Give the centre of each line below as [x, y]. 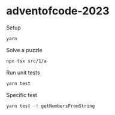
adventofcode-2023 [58, 11]
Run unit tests [23, 72]
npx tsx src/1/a [26, 61]
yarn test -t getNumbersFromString [51, 106]
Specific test [22, 95]
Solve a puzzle [25, 50]
